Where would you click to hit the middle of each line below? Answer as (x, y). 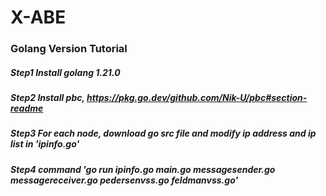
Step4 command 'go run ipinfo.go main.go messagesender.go (143, 169)
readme (27, 108)
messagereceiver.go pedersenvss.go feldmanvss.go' (124, 180)
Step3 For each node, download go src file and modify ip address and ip (163, 133)
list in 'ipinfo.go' (45, 144)
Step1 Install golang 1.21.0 (65, 72)
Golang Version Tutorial (69, 49)
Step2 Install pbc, (47, 98)
